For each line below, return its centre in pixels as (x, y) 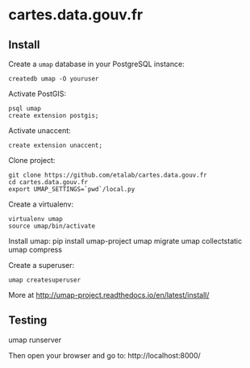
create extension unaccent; (56, 145)
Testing (28, 320)
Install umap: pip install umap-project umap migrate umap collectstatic (125, 241)
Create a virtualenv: (41, 204)
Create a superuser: (42, 265)
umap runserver (35, 340)
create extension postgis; (54, 115)
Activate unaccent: (40, 130)
